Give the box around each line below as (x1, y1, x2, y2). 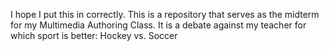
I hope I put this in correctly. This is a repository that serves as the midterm (10, 9, 320, 20)
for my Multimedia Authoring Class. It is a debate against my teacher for (10, 19, 307, 31)
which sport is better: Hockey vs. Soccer (10, 30, 178, 41)
